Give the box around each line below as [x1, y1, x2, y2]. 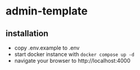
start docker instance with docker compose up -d [14, 51, 135, 58]
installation [5, 28, 49, 39]
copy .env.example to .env [14, 44, 80, 51]
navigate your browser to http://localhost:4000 [14, 57, 130, 64]
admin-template [5, 4, 88, 18]
